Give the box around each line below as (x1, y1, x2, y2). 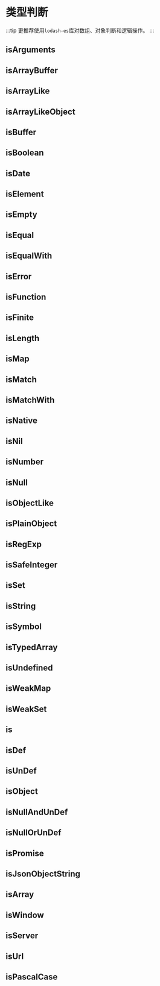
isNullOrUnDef (5, 828, 62, 838)
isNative (5, 416, 37, 426)
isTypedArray (5, 642, 58, 652)
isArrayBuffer (5, 65, 59, 76)
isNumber (5, 457, 43, 467)
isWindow (5, 910, 44, 920)
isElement (5, 189, 44, 199)
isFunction (5, 292, 46, 302)
